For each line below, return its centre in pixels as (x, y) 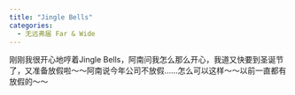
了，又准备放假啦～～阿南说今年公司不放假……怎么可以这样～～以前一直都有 (148, 70)
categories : (31, 26)
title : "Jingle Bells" (51, 17)
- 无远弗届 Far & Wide (56, 33)
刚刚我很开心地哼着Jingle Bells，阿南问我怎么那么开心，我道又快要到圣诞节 (147, 60)
